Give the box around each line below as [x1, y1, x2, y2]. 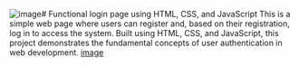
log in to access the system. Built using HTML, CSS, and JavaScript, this [9, 28, 279, 38]
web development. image [9, 47, 104, 58]
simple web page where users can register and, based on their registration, [9, 18, 290, 29]
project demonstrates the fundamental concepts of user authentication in [9, 37, 283, 48]
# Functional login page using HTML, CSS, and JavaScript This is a [41, 9, 291, 19]
